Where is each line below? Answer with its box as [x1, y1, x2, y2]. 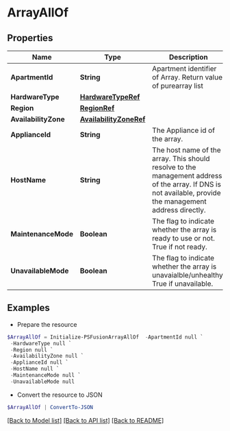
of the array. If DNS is [151, 180, 221, 189]
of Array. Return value [151, 73, 222, 82]
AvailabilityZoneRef [79, 114, 146, 124]
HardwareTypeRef [79, 93, 140, 101]
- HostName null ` [10, 365, 60, 373]
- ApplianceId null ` [10, 359, 69, 366]
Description [168, 53, 208, 62]
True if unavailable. [151, 279, 214, 288]
